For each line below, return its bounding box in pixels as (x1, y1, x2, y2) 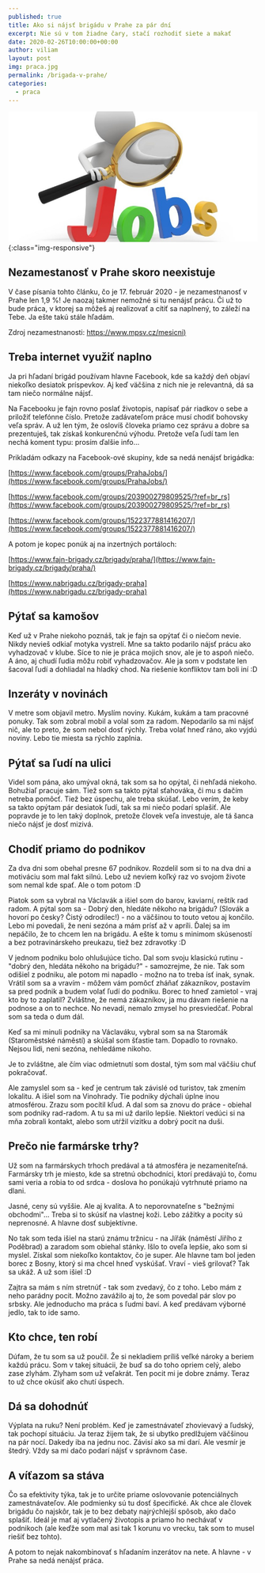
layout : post (8, 55, 51, 63)
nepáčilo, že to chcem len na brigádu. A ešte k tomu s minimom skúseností (8, 929, 252, 938)
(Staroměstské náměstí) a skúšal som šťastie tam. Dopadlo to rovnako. (8, 1035, 238, 1045)
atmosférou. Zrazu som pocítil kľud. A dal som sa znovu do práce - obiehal (8, 1100, 252, 1109)
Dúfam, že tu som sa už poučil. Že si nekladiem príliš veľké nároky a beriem (8, 1351, 255, 1361)
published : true (8, 13, 62, 21)
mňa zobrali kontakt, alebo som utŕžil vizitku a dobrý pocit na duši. (8, 1116, 225, 1126)
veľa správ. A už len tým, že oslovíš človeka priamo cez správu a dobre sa (8, 420, 250, 430)
